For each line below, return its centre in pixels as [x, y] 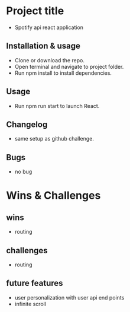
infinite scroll [30, 304]
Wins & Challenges [53, 195]
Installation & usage [43, 46]
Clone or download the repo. [49, 60]
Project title [35, 11]
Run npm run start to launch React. [57, 106]
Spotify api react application [49, 27]
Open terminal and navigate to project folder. [69, 66]
